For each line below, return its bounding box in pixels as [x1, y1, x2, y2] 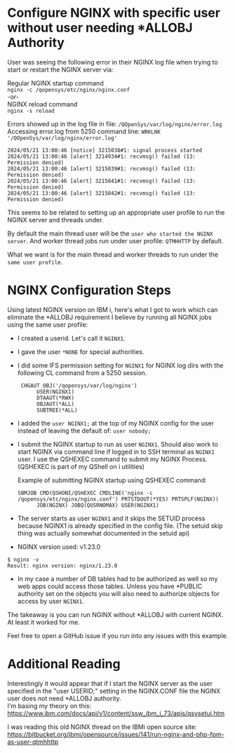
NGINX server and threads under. [7, 215, 104, 224]
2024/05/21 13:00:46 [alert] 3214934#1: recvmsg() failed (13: [7, 153, 196, 160]
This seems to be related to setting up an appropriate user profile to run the [7, 208, 225, 217]
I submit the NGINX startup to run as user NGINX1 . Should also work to [17, 440, 219, 448]
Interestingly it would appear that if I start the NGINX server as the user [7, 679, 213, 688]
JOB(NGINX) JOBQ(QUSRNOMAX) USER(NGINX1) [36, 501, 159, 509]
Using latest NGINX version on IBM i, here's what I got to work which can [7, 305, 218, 313]
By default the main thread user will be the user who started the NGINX [7, 229, 213, 238]
